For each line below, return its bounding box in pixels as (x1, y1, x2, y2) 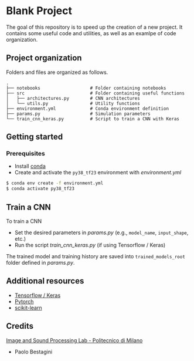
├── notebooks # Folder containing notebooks (6, 85, 166, 91)
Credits (6, 321, 34, 331)
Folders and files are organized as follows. (6, 69, 108, 76)
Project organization (6, 53, 82, 63)
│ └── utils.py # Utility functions (6, 100, 141, 106)
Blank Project (6, 4, 72, 18)
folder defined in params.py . (6, 259, 75, 266)
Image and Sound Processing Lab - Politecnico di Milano (6, 336, 143, 344)
